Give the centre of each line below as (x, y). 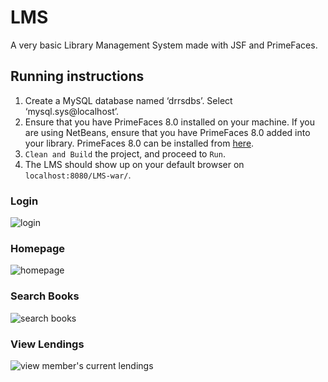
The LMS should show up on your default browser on (134, 164)
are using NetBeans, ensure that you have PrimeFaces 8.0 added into (167, 132)
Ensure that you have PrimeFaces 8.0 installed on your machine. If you (170, 122)
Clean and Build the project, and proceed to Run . (125, 153)
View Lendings (47, 344)
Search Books (45, 296)
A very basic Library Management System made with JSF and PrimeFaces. (164, 45)
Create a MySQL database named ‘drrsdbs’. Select (128, 100)
